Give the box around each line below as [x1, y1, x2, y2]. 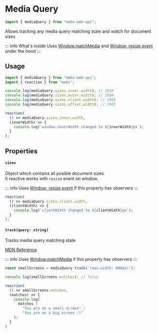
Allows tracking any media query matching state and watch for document [5, 28, 152, 34]
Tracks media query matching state [5, 238, 76, 243]
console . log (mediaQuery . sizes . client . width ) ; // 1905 [5, 97, 116, 103]
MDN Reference [5, 247, 37, 253]
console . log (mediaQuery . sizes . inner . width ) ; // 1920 [5, 89, 114, 93]
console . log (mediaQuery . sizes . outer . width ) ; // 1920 [5, 93, 114, 98]
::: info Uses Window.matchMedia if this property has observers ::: [5, 257, 137, 262]
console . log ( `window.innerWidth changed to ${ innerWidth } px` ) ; [14, 124, 144, 129]
